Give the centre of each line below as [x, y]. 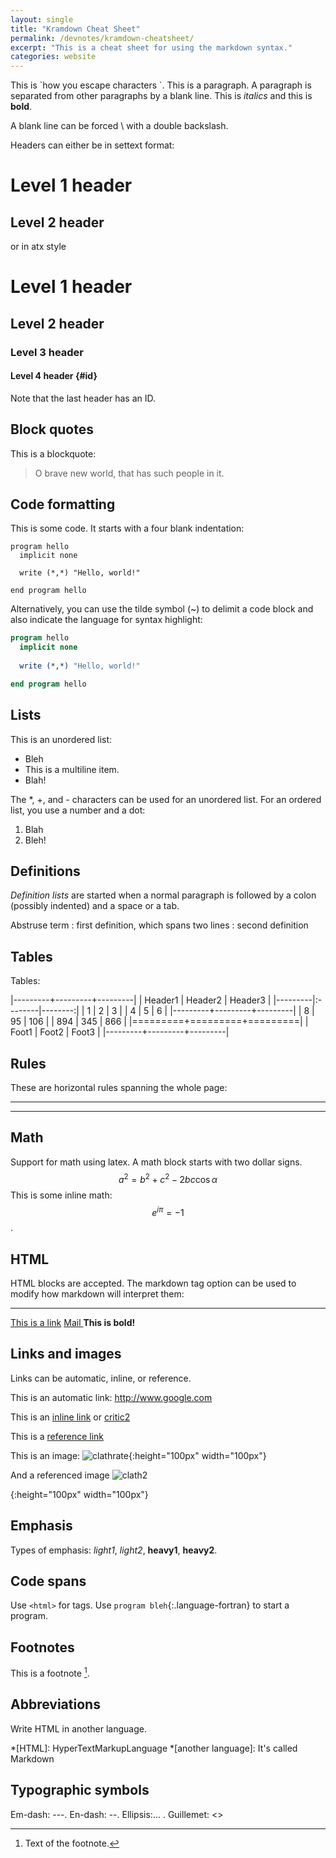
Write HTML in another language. [78, 1728]
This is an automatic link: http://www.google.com [111, 1397]
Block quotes [52, 429]
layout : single [42, 19]
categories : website [53, 57]
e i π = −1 [168, 1211]
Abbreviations [55, 1704]
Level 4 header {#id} [54, 376]
